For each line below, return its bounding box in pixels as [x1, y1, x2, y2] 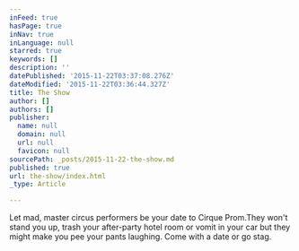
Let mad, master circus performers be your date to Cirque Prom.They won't [9, 212, 288, 223]
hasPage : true [9, 22, 63, 30]
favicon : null [17, 146, 70, 155]
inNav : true [9, 30, 54, 39]
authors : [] [9, 105, 54, 114]
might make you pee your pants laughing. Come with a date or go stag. [9, 231, 272, 242]
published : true [9, 163, 70, 172]
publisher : [9, 113, 50, 122]
